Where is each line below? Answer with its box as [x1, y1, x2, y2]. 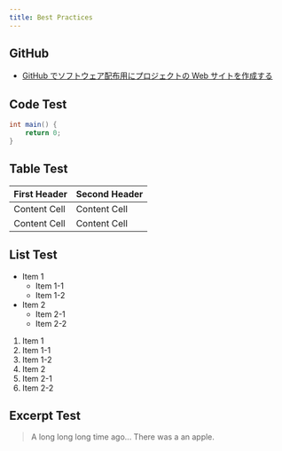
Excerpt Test [9, 407, 82, 423]
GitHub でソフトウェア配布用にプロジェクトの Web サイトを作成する [21, 70, 273, 81]
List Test [9, 248, 58, 263]
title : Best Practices [9, 12, 93, 22]
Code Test [9, 97, 67, 112]
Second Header [75, 187, 144, 200]
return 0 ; [25, 129, 62, 138]
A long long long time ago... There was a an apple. [30, 431, 215, 442]
